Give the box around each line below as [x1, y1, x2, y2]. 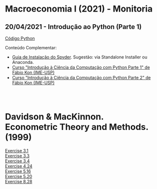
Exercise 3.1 [5, 147, 29, 153]
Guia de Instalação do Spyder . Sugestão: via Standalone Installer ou [12, 54, 148, 60]
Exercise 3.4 [5, 158, 30, 164]
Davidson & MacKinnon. [5, 111, 104, 122]
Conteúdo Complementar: [5, 45, 57, 50]
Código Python [5, 35, 35, 41]
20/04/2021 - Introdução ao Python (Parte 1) [5, 23, 142, 31]
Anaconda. [12, 59, 34, 65]
